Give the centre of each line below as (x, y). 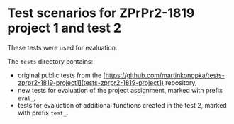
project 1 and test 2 (65, 28)
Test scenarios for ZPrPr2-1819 (101, 13)
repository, (181, 82)
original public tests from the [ (62, 75)
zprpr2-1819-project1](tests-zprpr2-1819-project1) (91, 82)
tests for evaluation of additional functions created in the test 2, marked (122, 105)
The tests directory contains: (50, 61)
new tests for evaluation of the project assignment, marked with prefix (120, 90)
